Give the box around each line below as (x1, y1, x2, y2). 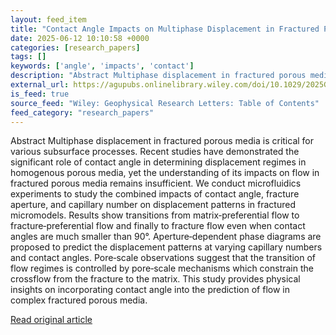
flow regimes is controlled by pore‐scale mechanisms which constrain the (10, 262, 314, 275)
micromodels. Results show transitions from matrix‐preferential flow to (10, 209, 300, 221)
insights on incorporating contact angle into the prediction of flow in (10, 284, 290, 296)
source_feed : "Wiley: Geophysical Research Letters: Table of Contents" (10, 98, 320, 108)
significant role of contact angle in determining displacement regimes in (10, 156, 307, 168)
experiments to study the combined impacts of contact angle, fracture (10, 188, 300, 200)
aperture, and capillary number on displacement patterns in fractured (10, 199, 296, 211)
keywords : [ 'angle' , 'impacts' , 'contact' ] (10, 61, 195, 71)
